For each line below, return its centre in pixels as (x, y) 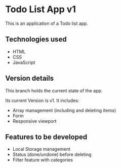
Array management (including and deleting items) (64, 110)
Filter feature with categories (43, 160)
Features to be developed (46, 137)
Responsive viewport (34, 121)
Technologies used (36, 39)
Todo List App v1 (41, 9)
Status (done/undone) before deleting (52, 155)
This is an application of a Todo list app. (47, 23)
